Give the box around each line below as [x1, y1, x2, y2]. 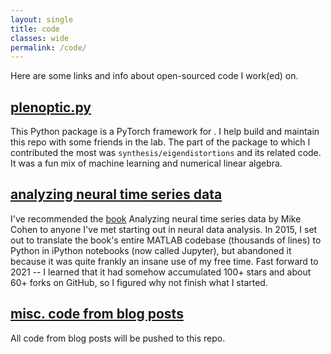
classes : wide [10, 33, 70, 43]
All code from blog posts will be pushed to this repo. [10, 332, 226, 344]
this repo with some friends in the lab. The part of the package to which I [10, 136, 311, 148]
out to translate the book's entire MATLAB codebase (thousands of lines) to [10, 234, 322, 246]
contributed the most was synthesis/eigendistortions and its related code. [10, 147, 322, 159]
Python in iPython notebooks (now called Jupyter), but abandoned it [10, 244, 292, 256]
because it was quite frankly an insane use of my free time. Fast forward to [10, 255, 319, 267]
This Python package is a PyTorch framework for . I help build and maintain [10, 126, 320, 138]
